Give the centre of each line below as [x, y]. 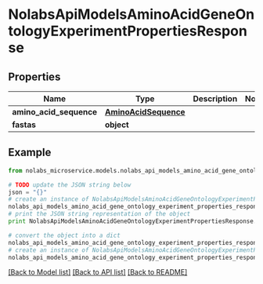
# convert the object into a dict [65, 235]
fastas [24, 125]
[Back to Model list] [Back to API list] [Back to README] [98, 272]
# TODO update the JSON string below [70, 185]
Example [30, 153]
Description [215, 98]
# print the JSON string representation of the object [99, 214]
